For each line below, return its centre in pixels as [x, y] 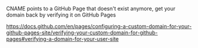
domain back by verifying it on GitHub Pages [61, 15]
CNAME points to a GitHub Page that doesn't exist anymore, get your [91, 9]
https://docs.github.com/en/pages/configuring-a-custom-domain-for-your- [99, 26]
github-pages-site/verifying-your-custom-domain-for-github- [82, 33]
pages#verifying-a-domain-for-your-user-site [63, 39]
